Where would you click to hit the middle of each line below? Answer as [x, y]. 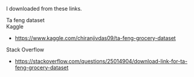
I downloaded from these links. [44, 9]
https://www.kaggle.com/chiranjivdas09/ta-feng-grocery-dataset [95, 38]
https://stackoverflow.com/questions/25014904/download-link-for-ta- [101, 61]
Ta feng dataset [25, 20]
